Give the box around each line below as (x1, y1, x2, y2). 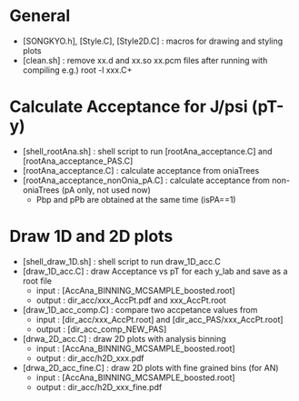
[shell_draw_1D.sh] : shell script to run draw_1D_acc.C (22, 256, 221, 266)
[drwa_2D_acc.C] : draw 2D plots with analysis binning (22, 333, 227, 344)
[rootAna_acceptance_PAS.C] (22, 155, 134, 166)
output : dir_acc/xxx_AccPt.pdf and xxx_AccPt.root (35, 295, 227, 306)
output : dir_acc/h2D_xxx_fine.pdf (35, 381, 163, 392)
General (9, 5, 71, 26)
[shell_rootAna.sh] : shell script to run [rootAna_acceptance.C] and (22, 145, 273, 156)
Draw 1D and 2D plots (9, 226, 174, 246)
